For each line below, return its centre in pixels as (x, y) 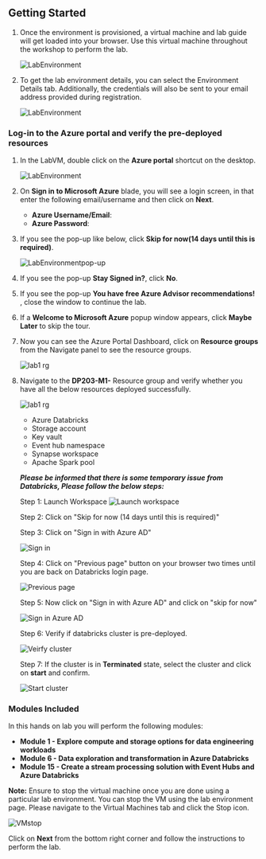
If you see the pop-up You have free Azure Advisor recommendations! (137, 294)
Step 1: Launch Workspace (63, 502)
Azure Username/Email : (72, 215)
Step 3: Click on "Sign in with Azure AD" (85, 533)
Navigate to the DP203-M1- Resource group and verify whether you (131, 381)
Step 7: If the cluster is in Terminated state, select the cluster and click (135, 665)
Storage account (59, 428)
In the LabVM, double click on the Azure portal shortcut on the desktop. (138, 160)
